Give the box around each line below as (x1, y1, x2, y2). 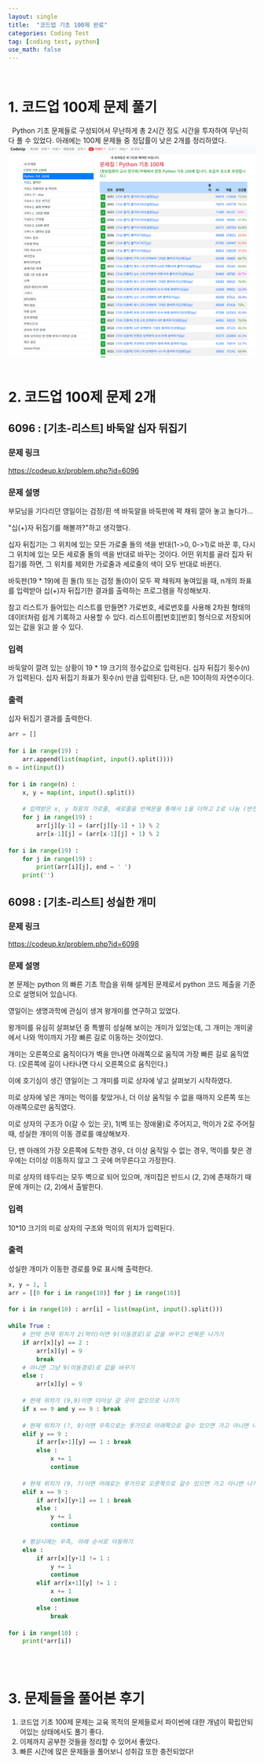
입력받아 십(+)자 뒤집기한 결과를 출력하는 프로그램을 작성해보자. (16, 586, 211, 595)
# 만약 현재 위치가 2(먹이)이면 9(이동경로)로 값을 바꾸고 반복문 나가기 (22, 1331, 224, 1338)
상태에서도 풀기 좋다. (40, 1727, 104, 1737)
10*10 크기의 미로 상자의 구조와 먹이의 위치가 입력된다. (8, 1223, 175, 1232)
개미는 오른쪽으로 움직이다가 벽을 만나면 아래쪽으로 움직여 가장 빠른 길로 (8, 1050, 229, 1059)
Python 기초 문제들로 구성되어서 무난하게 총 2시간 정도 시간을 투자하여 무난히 (11, 126, 249, 135)
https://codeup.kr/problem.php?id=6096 (8, 466, 140, 475)
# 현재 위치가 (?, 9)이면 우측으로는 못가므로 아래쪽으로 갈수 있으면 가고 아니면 (22, 1422, 249, 1430)
